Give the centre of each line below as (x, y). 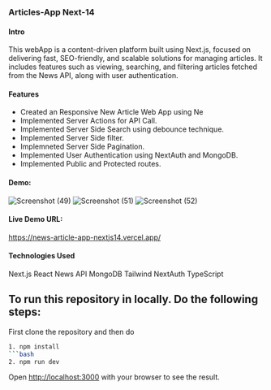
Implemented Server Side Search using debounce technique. (122, 129)
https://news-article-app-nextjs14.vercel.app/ (85, 237)
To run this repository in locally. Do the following (133, 299)
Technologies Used (42, 256)
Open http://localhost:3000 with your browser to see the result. (114, 377)
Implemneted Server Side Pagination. (82, 147)
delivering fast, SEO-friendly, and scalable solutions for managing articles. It (135, 58)
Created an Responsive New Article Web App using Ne (112, 112)
